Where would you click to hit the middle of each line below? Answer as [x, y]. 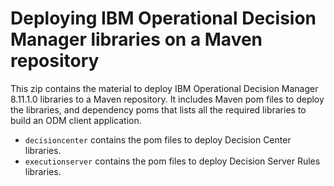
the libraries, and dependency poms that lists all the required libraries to [158, 109]
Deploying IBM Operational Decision [163, 18]
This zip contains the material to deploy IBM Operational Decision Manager [164, 88]
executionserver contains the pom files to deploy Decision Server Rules [172, 161]
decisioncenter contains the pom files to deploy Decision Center [158, 139]
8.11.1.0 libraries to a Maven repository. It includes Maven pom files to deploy [167, 99]
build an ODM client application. [76, 120]
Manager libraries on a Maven [136, 39]
